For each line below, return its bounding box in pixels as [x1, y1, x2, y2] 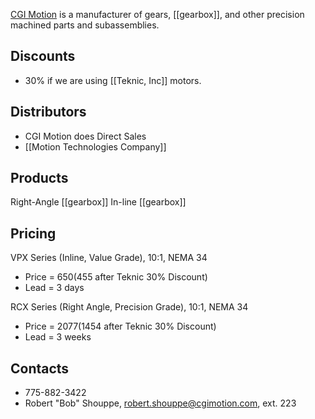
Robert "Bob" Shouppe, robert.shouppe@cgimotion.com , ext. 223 [24, 397, 297, 409]
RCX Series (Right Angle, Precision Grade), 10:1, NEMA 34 [10, 301, 249, 313]
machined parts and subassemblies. [10, 19, 160, 31]
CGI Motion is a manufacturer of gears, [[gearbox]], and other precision [10, 9, 305, 20]
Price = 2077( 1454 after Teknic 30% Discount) [24, 320, 217, 333]
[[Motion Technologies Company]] [24, 140, 167, 153]
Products [10, 170, 69, 187]
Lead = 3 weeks [24, 331, 92, 343]
